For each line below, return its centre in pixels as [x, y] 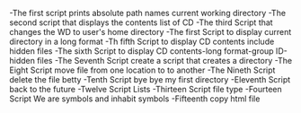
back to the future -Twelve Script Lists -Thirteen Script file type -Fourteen [146, 89]
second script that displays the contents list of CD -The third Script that [141, 22]
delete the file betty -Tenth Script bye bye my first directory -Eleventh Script [150, 79]
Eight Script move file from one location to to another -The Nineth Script [142, 70]
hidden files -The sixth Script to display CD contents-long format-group [142, 51]
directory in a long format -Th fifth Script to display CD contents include [142, 41]
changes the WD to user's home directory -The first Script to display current [150, 32]
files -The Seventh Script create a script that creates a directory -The [165, 61]
